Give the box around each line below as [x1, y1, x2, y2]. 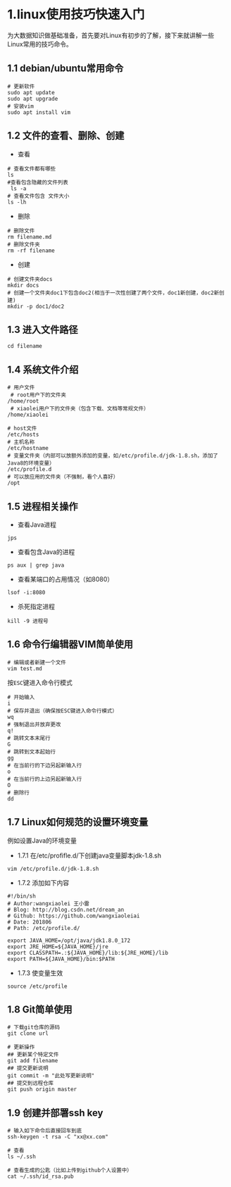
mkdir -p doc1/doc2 [7, 303, 65, 310]
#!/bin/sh [7, 892, 37, 900]
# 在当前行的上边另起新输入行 [7, 775, 82, 782]
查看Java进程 [17, 520, 57, 529]
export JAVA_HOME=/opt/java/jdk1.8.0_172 [7, 937, 131, 944]
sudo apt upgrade [7, 95, 58, 102]
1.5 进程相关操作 [7, 501, 78, 513]
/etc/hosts [7, 431, 39, 439]
